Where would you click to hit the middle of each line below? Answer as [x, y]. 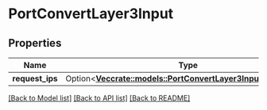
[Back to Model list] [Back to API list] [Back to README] [99, 98]
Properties [35, 43]
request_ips [35, 78]
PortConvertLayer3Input [91, 14]
